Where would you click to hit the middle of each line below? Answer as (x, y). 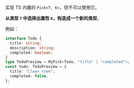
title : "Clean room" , (33, 72)
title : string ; (26, 43)
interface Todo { (24, 38)
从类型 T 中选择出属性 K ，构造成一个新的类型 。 (54, 18)
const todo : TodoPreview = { (36, 67)
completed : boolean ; (31, 53)
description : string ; (33, 48)
